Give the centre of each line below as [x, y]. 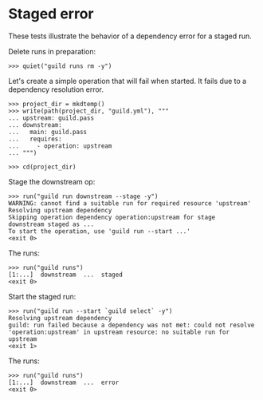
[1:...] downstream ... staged [66, 275]
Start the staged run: [42, 296]
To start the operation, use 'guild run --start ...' [100, 231]
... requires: [35, 139]
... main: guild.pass [48, 132]
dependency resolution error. [56, 89]
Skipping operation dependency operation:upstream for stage [112, 217]
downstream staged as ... [51, 224]
